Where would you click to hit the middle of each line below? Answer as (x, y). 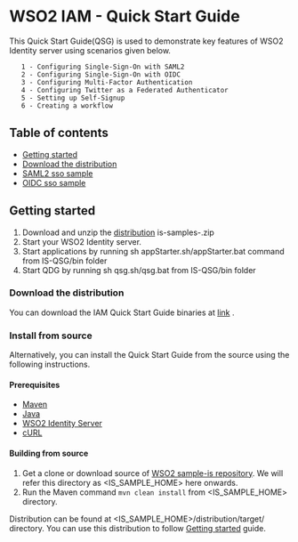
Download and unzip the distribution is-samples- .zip (118, 232)
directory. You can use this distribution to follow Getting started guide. (138, 528)
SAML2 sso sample (57, 173)
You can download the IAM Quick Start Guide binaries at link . (122, 312)
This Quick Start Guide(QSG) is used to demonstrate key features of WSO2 (146, 41)
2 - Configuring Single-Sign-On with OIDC (101, 74)
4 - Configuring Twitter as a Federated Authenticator (125, 90)
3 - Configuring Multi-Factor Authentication (107, 82)
